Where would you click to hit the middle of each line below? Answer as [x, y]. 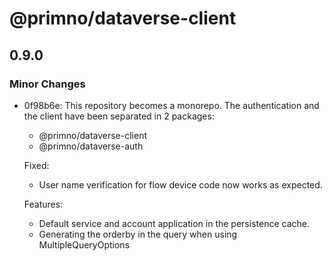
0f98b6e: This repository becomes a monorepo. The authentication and [171, 105]
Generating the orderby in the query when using [138, 234]
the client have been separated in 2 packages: [119, 116]
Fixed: [36, 165]
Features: [43, 204]
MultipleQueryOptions [84, 244]
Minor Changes [47, 84]
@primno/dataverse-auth [91, 146]
